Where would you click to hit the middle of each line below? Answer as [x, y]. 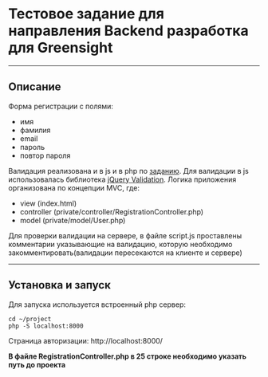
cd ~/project [30, 319]
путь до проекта [37, 364]
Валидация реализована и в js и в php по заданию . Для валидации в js [128, 171]
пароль [32, 147]
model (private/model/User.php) [73, 220]
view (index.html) [48, 203]
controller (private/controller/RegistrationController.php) [112, 211]
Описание [35, 87]
